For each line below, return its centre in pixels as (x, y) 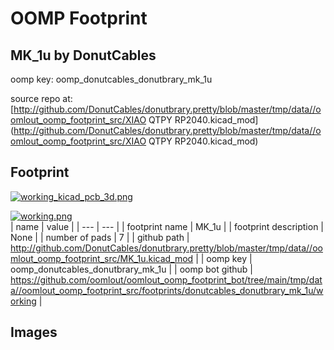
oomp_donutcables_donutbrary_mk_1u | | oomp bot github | (132, 269)
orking (23, 301)
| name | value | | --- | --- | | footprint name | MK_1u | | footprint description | (167, 226)
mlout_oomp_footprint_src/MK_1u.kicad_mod (102, 258)
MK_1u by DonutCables (83, 55)
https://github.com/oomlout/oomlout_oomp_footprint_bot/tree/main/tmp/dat (166, 279)
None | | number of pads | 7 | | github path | (100, 237)
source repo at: (41, 98)
